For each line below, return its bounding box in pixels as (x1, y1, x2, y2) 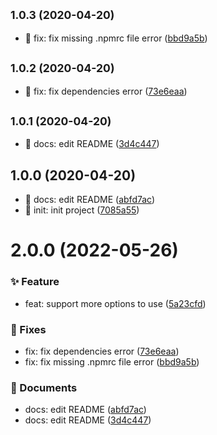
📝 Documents (10, 380, 78, 394)
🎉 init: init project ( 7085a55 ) (24, 204, 140, 216)
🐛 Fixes (10, 322, 47, 336)
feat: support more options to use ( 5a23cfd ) (24, 297, 207, 309)
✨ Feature (10, 275, 60, 289)
